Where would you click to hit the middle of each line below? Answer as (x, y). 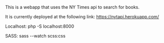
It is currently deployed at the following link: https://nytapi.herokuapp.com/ (82, 17)
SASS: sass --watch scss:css (35, 36)
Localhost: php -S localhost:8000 (40, 26)
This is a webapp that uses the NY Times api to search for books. (72, 7)
